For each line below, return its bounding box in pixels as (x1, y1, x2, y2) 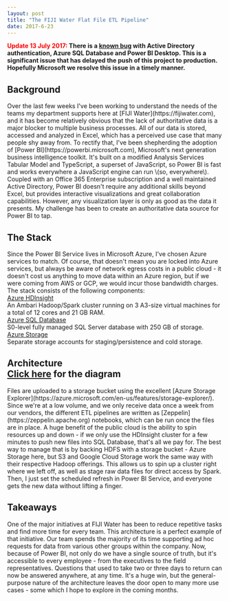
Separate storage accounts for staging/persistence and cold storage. (7, 338, 203, 346)
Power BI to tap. (7, 211, 53, 220)
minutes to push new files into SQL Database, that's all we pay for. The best (7, 438, 221, 446)
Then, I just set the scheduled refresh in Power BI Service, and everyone (7, 474, 212, 483)
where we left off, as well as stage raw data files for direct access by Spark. (7, 467, 222, 475)
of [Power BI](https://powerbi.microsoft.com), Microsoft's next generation (7, 146, 217, 154)
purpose (7, 578, 31, 587)
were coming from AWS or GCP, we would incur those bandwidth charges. (7, 280, 219, 287)
